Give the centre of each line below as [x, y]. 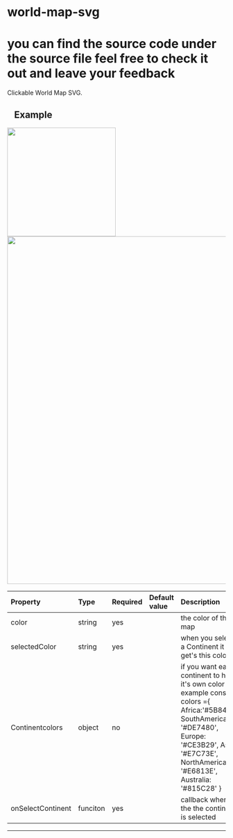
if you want [199, 666]
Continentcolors [37, 727]
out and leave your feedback [91, 73]
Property [26, 602]
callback [195, 799]
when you [197, 638]
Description [200, 602]
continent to [200, 675]
